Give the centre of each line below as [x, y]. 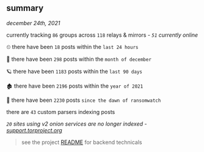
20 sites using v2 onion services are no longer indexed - [77, 124]
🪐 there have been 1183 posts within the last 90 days [74, 71]
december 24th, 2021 [33, 23]
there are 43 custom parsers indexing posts [61, 112]
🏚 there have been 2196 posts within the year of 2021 [75, 86]
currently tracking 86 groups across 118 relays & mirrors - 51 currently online [102, 35]
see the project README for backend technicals [82, 142]
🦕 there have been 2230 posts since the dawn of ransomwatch [84, 100]
